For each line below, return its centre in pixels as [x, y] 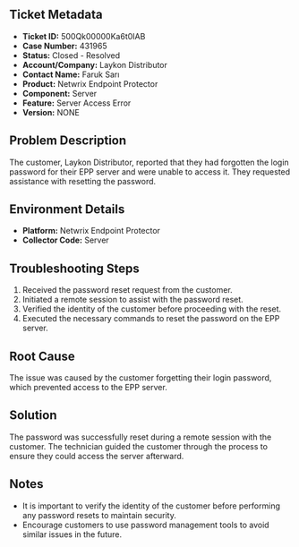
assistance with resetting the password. [83, 181]
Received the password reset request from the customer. [127, 290]
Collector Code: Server [65, 240]
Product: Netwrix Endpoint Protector [90, 83]
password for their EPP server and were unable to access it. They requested [150, 171]
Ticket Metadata [56, 15]
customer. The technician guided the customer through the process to [139, 446]
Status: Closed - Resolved [71, 55]
